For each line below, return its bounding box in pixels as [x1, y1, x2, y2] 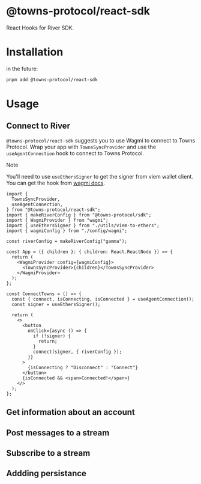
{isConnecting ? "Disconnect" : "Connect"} [28, 364, 138, 370]
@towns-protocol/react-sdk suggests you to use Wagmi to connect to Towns [6, 136, 196, 144]
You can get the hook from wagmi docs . [6, 179, 105, 186]
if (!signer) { [32, 332, 71, 339]
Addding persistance [6, 468, 87, 479]
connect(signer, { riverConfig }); [32, 349, 122, 355]
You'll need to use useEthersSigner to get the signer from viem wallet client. [6, 173, 194, 180]
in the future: [6, 65, 38, 72]
